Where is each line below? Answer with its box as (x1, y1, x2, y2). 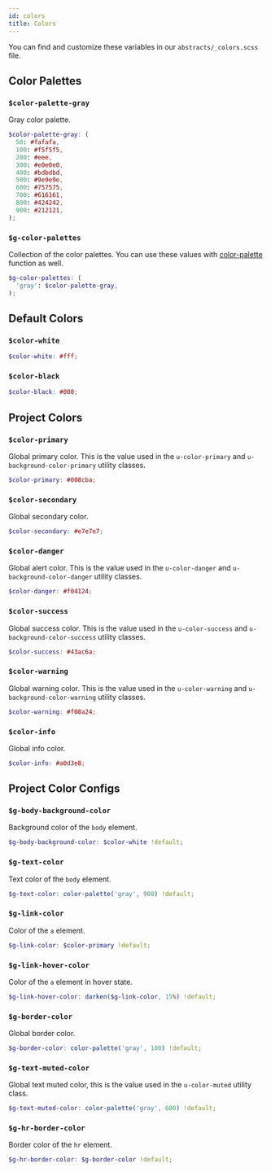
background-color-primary (8, 461, 96, 470)
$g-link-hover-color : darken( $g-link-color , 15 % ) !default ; (8, 992, 217, 1001)
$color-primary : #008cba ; (8, 476, 96, 484)
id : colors (8, 11, 46, 20)
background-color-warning (8, 693, 96, 702)
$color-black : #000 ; (8, 388, 79, 396)
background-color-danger (8, 573, 93, 582)
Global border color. (8, 1029, 76, 1039)
